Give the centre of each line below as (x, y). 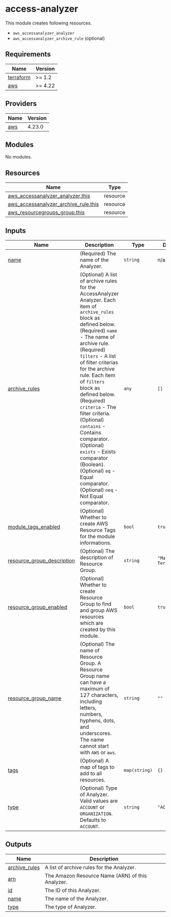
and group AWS (98, 610)
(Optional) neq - (99, 490)
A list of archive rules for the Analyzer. (91, 867)
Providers (21, 104)
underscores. (96, 733)
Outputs (19, 844)
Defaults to (93, 820)
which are (91, 623)
